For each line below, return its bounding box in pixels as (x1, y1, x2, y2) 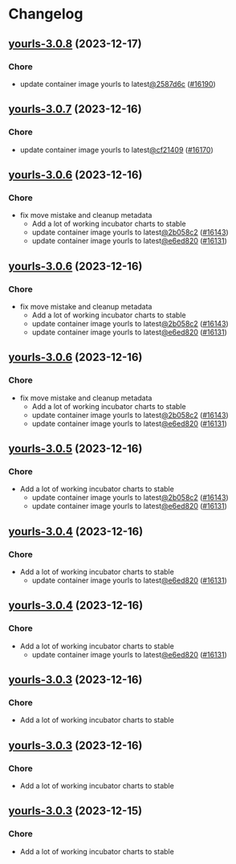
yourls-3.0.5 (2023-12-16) (8, 442, 143, 456)
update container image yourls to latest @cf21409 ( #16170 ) (19, 145, 214, 154)
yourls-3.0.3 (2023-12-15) (8, 805, 143, 818)
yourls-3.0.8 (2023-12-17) (8, 37, 142, 51)
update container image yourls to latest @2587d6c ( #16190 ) (19, 79, 217, 88)
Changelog (8, 5, 83, 23)
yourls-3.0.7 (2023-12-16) (8, 102, 142, 117)
